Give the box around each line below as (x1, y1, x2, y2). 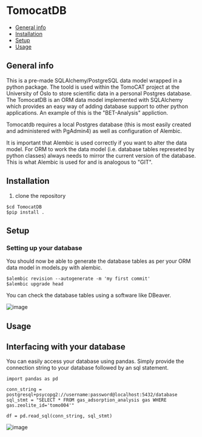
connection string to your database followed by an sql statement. (6, 364, 169, 371)
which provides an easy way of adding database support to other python (6, 103, 188, 110)
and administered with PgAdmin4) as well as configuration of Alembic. (6, 127, 182, 134)
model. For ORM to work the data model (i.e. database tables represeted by (6, 145, 195, 152)
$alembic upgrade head (6, 281, 64, 287)
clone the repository (15, 192, 66, 199)
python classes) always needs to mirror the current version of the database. (6, 152, 196, 159)
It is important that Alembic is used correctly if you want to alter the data (6, 139, 187, 146)
